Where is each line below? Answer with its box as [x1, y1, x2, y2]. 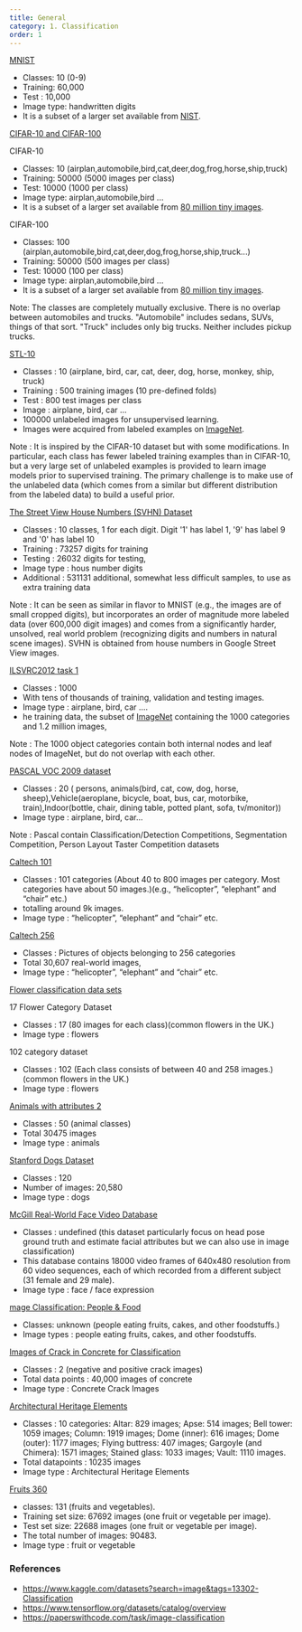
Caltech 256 [9, 930, 56, 941]
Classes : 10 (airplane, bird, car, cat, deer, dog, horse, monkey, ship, [22, 366, 275, 377]
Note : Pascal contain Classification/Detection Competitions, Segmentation [9, 829, 288, 841]
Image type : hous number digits [22, 562, 143, 574]
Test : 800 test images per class [22, 395, 142, 406]
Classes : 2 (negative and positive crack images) [22, 1364, 204, 1375]
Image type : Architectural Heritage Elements [22, 1467, 190, 1477]
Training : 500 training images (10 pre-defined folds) [22, 385, 217, 396]
